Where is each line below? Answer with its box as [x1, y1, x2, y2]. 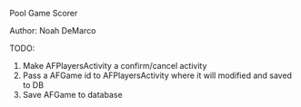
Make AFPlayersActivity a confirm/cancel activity [22, 61, 207, 71]
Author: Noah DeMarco [9, 25, 96, 35]
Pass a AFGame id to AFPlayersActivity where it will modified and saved [22, 70, 293, 81]
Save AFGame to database [22, 90, 123, 100]
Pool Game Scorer [9, 8, 78, 18]
